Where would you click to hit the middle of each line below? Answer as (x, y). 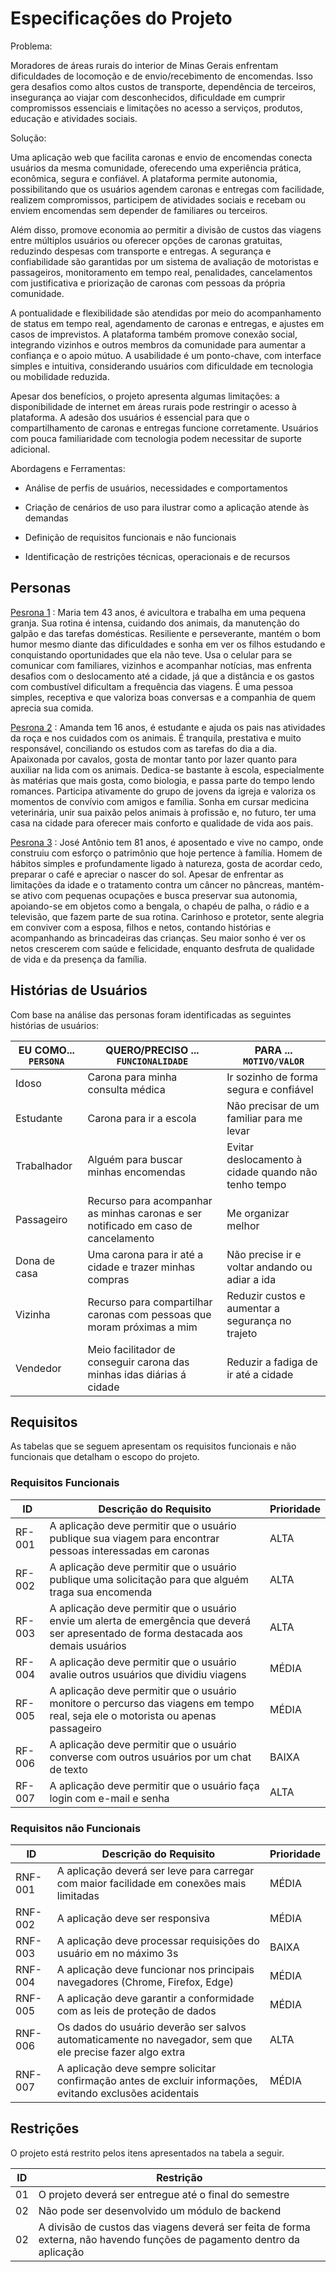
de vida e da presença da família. (78, 959)
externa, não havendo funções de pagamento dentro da (169, 2239)
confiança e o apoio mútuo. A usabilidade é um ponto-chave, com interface (166, 355)
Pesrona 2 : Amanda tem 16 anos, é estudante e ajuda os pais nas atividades (168, 727)
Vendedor (38, 1368)
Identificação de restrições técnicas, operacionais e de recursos (157, 556)
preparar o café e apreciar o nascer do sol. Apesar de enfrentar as (147, 874)
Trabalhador (44, 1165)
